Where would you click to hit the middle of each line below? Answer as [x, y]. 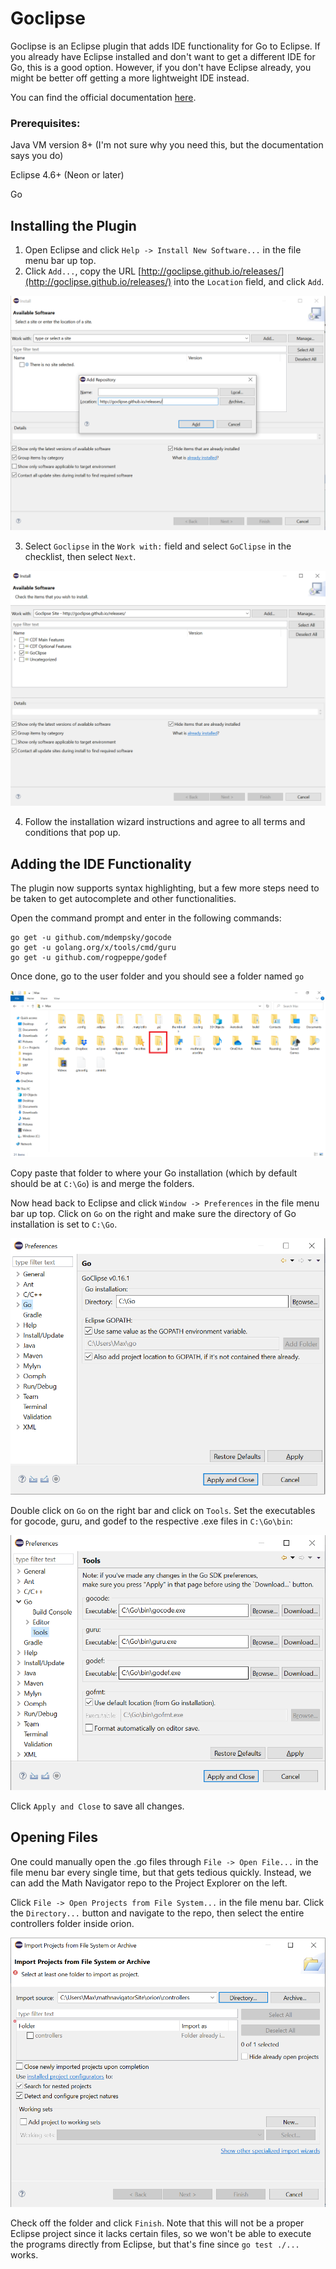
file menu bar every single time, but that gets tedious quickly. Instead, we [161, 1872]
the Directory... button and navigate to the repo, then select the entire [157, 1913]
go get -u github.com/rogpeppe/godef [89, 957]
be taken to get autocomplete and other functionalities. [123, 898]
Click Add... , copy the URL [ [83, 271]
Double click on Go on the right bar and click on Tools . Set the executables [163, 1510]
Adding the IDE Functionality [101, 863]
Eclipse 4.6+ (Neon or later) [67, 175]
